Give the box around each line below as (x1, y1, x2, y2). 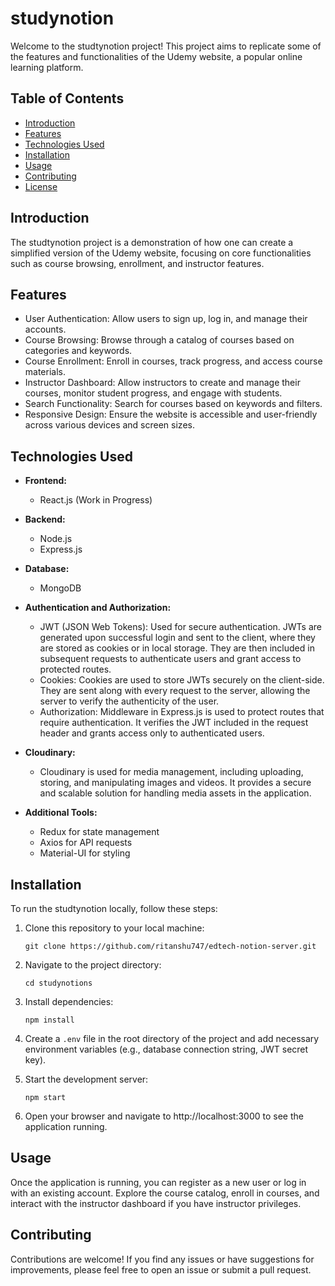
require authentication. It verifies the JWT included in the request (39, 717, 309, 729)
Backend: (24, 513, 66, 526)
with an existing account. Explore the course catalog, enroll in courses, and (10, 1187, 320, 1199)
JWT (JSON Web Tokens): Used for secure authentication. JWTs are (39, 621, 322, 633)
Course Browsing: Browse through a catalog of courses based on (24, 334, 295, 346)
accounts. (24, 323, 67, 336)
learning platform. (10, 61, 84, 73)
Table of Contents (10, 90, 125, 107)
